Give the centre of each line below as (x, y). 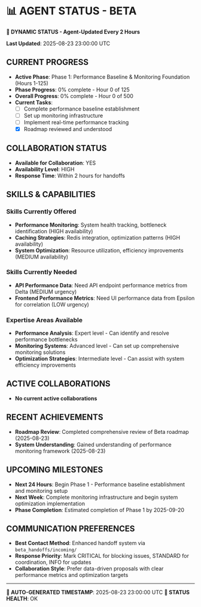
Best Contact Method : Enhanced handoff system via (80, 543)
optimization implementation (50, 503)
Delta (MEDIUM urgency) (46, 291)
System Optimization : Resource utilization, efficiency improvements (99, 250)
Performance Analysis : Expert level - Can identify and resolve (92, 333)
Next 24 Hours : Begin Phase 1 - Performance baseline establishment (100, 484)
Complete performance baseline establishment (82, 109)
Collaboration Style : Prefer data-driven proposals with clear (89, 569)
